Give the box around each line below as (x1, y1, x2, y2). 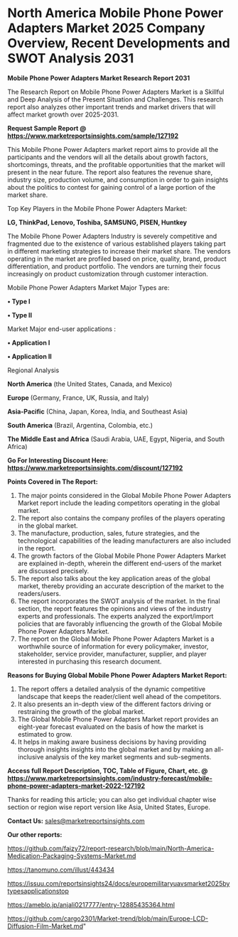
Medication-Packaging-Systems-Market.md (7, 851, 136, 860)
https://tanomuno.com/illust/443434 (7, 865, 115, 874)
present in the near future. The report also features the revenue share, (7, 168, 213, 176)
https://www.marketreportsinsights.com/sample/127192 (7, 131, 179, 140)
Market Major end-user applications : (7, 325, 116, 333)
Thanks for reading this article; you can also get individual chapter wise (7, 795, 217, 803)
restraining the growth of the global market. (17, 707, 146, 715)
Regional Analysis (7, 366, 60, 374)
